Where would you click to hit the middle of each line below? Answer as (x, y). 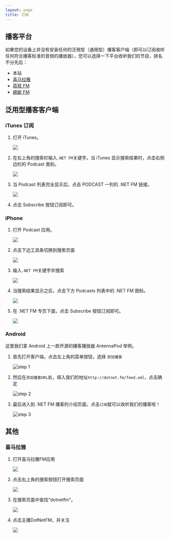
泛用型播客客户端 (32, 110)
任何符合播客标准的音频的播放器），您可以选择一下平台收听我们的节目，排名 (84, 56)
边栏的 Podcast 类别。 (36, 164)
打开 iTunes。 (27, 137)
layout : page (19, 10)
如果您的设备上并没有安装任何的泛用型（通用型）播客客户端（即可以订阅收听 (85, 50)
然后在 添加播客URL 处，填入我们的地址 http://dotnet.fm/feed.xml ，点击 (85, 377)
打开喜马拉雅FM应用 (34, 459)
